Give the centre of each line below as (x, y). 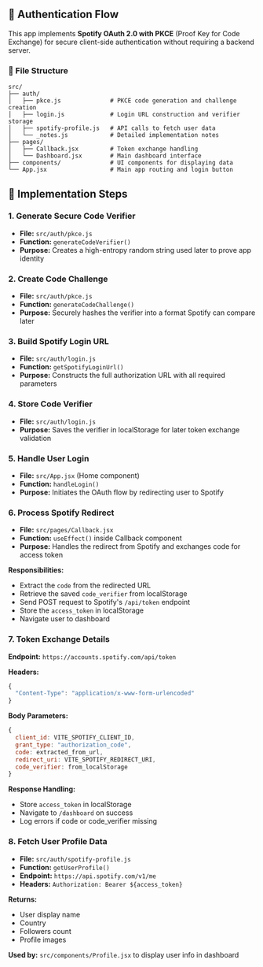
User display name (50, 914)
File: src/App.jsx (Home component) (79, 475)
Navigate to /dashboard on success (76, 813)
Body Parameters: (38, 716)
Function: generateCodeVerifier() (75, 242)
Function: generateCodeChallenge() (77, 305)
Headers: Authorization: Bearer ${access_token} (101, 884)
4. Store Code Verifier (50, 404)
